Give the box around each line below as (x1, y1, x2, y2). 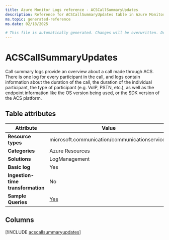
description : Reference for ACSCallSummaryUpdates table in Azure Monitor (5, 12, 165, 17)
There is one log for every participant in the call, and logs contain (5, 74, 140, 80)
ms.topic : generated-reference (5, 17, 71, 22)
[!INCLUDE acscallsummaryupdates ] (5, 229, 81, 235)
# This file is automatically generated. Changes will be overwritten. (5, 31, 158, 36)
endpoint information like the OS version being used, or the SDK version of (5, 90, 160, 96)
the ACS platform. (5, 95, 42, 101)
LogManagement (49, 155, 90, 162)
